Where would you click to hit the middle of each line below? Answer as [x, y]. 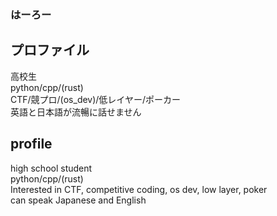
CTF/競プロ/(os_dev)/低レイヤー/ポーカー [95, 99]
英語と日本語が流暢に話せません [76, 112]
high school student [51, 168]
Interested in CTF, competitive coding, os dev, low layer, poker [139, 189]
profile [31, 144]
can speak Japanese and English [78, 200]
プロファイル [50, 50]
